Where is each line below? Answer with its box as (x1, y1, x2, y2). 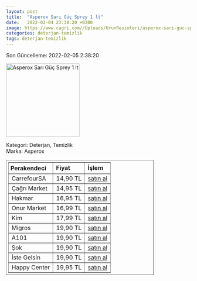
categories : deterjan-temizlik (6, 30, 83, 36)
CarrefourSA (11, 174, 46, 182)
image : (6, 25, 22, 31)
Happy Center (11, 263, 50, 271)
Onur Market (11, 204, 47, 212)
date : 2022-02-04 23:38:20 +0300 (6, 19, 93, 25)
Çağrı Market (11, 184, 48, 192)
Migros (11, 224, 31, 232)
